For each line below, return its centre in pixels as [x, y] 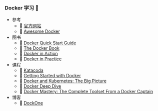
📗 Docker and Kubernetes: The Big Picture [63, 81]
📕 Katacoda [31, 70]
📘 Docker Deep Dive [40, 86]
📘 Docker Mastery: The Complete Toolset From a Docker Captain [86, 92]
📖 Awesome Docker [40, 31]
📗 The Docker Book [39, 48]
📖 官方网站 [30, 26]
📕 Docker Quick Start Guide [48, 43]
